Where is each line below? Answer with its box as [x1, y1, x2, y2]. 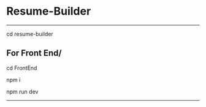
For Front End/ [6, 48, 62, 59]
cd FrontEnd [6, 64, 37, 72]
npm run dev [6, 87, 39, 95]
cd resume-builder [6, 30, 53, 37]
